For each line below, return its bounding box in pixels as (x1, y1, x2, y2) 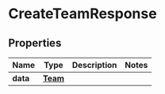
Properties (8, 36, 62, 50)
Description (71, 60, 117, 70)
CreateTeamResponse (8, 5, 157, 23)
